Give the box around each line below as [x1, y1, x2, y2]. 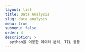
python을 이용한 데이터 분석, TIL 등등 [9, 40, 81, 45]
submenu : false [5, 26, 37, 31]
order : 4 [5, 30, 23, 35]
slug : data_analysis [5, 16, 48, 21]
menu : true [5, 21, 28, 26]
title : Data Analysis [5, 12, 50, 17]
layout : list [5, 7, 32, 12]
